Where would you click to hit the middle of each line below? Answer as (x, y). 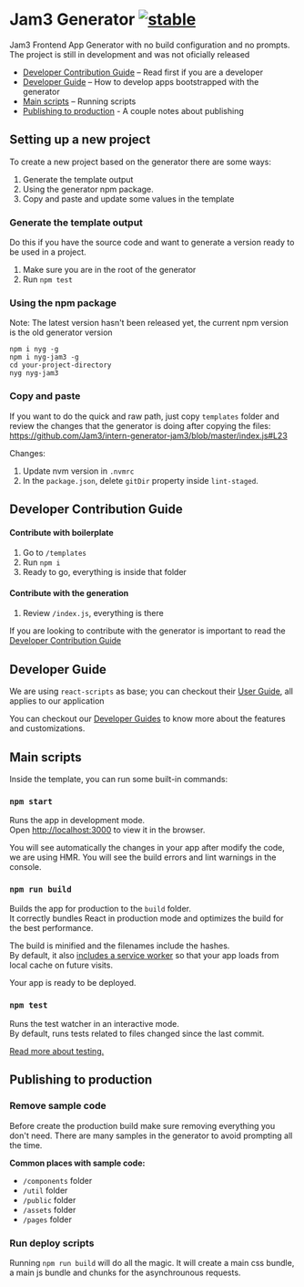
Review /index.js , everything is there (93, 613)
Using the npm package (63, 303)
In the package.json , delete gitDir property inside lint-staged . (141, 480)
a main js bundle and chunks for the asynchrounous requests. (125, 1272)
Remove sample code (58, 1106)
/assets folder (49, 1209)
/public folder (49, 1199)
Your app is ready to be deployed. (73, 982)
